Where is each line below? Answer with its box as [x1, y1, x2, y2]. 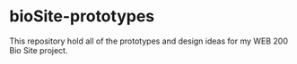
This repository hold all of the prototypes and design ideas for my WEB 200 [9, 36, 289, 46]
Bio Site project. [9, 44, 68, 55]
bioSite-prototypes [9, 6, 155, 27]
